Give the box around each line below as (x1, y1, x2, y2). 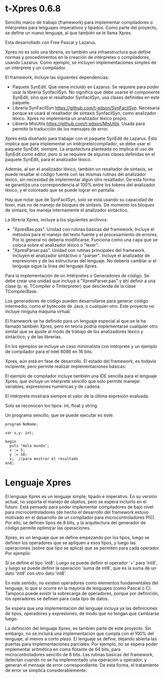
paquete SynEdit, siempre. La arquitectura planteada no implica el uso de (5, 146, 154, 152)
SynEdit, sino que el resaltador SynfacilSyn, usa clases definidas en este (12, 94, 160, 100)
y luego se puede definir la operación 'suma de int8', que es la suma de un (5, 565, 157, 571)
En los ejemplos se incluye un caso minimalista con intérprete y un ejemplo (5, 343, 158, 349)
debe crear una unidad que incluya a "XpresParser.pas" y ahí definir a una (5, 278, 156, 284)
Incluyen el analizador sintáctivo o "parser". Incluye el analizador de (12, 253, 150, 258)
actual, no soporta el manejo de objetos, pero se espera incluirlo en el (5, 499, 147, 505)
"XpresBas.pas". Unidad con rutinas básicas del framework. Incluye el (12, 226, 155, 232)
